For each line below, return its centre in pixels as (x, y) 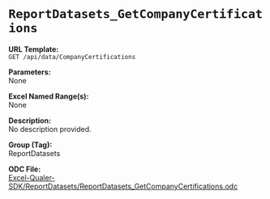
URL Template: (34, 49)
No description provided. (50, 129)
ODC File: (25, 169)
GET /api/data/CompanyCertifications (72, 57)
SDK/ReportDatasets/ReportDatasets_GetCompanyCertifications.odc (123, 186)
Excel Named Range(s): (49, 96)
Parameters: (30, 72)
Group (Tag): (30, 145)
